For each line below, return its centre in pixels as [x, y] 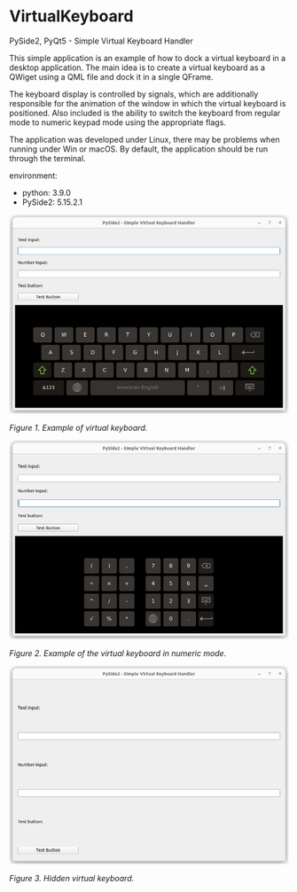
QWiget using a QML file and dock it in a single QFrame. [111, 76]
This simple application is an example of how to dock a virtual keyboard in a [148, 58]
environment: [33, 176]
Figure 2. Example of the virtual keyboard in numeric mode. [118, 653]
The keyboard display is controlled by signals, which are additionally [134, 94]
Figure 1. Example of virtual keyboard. [78, 427]
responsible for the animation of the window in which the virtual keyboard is [148, 103]
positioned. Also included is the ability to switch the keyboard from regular [145, 113]
